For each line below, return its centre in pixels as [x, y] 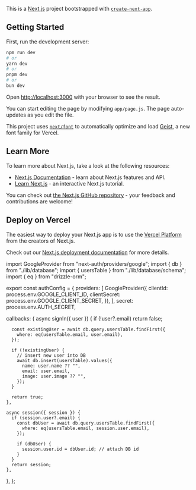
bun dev [16, 86]
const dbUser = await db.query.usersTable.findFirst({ [86, 423]
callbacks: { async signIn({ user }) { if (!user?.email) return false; [84, 318]
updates [16, 115]
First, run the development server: [48, 42]
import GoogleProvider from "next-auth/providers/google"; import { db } [94, 263]
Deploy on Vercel [38, 220]
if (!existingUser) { [38, 350]
